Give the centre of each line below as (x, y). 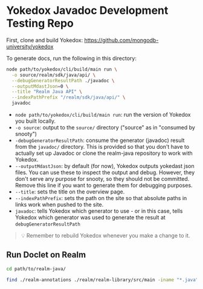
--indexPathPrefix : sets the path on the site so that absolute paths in (101, 198)
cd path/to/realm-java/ (36, 269)
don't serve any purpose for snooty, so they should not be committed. (102, 179)
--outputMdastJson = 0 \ (40, 86)
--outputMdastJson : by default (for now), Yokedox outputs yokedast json (105, 166)
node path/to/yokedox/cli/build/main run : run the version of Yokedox (103, 115)
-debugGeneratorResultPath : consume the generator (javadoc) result (100, 140)
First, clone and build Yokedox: (45, 40)
